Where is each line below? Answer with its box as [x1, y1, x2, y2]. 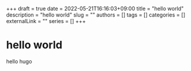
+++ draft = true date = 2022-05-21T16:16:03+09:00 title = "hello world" [6, 5, 184, 12]
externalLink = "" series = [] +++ [6, 18, 86, 24]
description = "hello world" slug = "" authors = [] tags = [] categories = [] [6, 11, 186, 18]
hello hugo [6, 57, 33, 64]
